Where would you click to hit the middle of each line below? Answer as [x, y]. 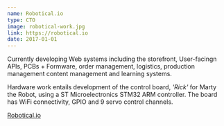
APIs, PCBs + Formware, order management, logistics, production [101, 66]
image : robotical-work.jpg [46, 26]
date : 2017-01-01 [32, 39]
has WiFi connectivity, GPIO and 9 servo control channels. [90, 102]
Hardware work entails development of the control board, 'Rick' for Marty [112, 87]
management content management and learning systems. [89, 74]
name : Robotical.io [35, 13]
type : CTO [21, 20]
